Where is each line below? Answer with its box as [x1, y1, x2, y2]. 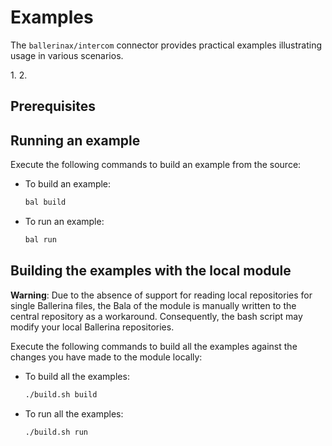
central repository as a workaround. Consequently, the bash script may [10, 310, 303, 322]
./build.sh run [24, 427, 89, 437]
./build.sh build [24, 389, 98, 400]
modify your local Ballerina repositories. [10, 321, 175, 333]
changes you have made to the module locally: [10, 351, 203, 363]
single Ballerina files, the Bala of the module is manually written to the [10, 299, 297, 311]
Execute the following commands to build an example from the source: [10, 159, 302, 171]
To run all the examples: [24, 407, 124, 420]
